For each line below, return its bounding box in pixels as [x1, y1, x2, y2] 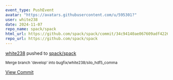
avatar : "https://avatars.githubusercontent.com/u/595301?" [5, 12, 137, 17]
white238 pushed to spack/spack [5, 50, 76, 56]
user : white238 [5, 17, 38, 22]
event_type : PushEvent [5, 7, 54, 13]
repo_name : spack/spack [5, 27, 57, 32]
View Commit [5, 69, 34, 75]
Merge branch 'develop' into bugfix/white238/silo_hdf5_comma [5, 60, 117, 65]
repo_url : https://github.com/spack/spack [5, 36, 98, 42]
